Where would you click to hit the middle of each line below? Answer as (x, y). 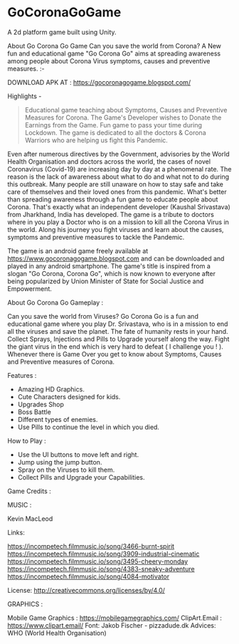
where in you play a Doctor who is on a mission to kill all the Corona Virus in (118, 222)
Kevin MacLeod (30, 518)
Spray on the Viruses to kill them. (66, 470)
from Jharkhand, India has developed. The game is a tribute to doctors (111, 214)
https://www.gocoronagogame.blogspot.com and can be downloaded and (116, 258)
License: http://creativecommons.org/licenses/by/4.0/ (86, 590)
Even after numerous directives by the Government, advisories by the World (118, 154)
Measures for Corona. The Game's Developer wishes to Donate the (123, 117)
